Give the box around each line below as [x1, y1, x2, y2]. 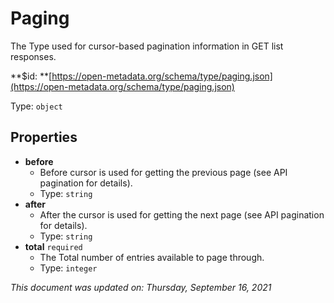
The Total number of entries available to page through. [39, 251, 265, 263]
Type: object [10, 100, 63, 112]
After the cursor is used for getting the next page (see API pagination [39, 208, 325, 221]
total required [24, 240, 83, 252]
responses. [10, 50, 57, 62]
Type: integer [39, 262, 98, 274]
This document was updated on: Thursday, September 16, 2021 [10, 281, 272, 293]
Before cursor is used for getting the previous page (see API [39, 166, 288, 178]
